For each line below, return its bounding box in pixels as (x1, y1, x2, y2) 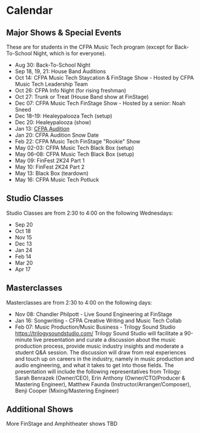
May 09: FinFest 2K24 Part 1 (14, 157, 85, 164)
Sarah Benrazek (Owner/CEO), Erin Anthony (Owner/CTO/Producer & (14, 374, 186, 381)
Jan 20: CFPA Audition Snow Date (14, 131, 99, 139)
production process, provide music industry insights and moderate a (14, 342, 184, 350)
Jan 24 (14, 246, 33, 254)
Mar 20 (14, 259, 33, 266)
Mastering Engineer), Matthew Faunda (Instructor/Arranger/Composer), (14, 380, 192, 387)
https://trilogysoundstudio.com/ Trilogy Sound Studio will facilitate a (14, 329, 183, 336)
